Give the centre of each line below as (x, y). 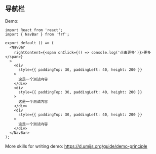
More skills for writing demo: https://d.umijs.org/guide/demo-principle (76, 146)
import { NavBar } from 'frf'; (37, 34)
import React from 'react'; (34, 30)
